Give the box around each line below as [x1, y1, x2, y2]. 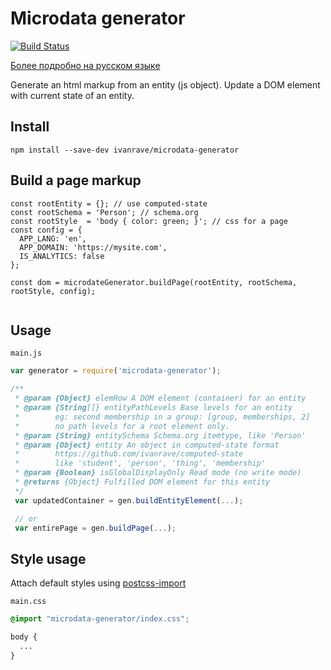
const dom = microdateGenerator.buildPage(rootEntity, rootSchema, [10, 277, 298, 287]
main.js [10, 348, 43, 359]
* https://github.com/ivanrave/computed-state [14, 449, 244, 459]
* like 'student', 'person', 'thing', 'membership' [14, 458, 267, 469]
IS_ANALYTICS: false [19, 251, 105, 261]
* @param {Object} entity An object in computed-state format [14, 440, 280, 450]
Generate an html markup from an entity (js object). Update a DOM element [10, 78, 321, 91]
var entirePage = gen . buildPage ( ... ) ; [14, 523, 177, 533]
